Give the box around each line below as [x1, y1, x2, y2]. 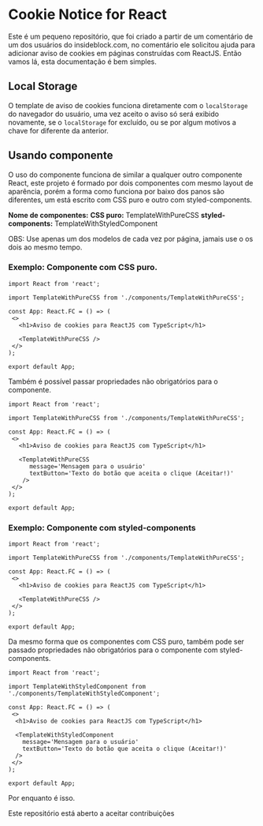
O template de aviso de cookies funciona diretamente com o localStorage [8, 100, 248, 110]
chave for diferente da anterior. [8, 126, 109, 135]
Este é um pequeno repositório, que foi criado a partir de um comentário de [8, 32, 254, 41]
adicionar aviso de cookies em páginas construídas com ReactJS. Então [8, 48, 242, 58]
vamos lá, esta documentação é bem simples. [8, 57, 157, 66]
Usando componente [8, 148, 113, 163]
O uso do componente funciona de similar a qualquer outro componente [8, 170, 243, 179]
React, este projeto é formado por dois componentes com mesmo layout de [8, 178, 254, 187]
